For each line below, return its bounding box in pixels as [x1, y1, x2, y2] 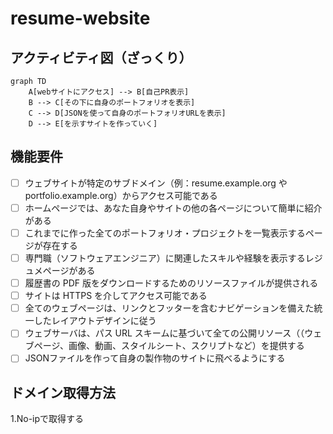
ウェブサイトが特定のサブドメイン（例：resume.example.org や [24, 177, 288, 189]
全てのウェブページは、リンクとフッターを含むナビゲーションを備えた [24, 302, 315, 314]
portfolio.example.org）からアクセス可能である [24, 189, 218, 201]
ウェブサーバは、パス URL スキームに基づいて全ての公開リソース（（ [24, 327, 305, 339]
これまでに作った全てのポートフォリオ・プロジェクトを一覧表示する [24, 227, 306, 239]
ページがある [42, 265, 96, 277]
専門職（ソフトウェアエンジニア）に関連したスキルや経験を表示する [24, 252, 306, 264]
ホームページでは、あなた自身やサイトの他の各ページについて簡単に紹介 [24, 202, 323, 214]
